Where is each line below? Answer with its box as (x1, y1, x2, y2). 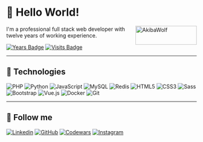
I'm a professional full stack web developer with (6, 25, 126, 33)
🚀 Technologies (6, 66, 66, 77)
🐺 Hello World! (6, 5, 80, 19)
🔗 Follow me (6, 112, 53, 123)
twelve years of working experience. (6, 31, 97, 39)
